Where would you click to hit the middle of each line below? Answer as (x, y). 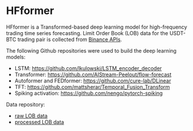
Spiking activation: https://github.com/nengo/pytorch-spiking (89, 93)
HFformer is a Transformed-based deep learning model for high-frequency (97, 27)
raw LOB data (31, 116)
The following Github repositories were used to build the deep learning (92, 50)
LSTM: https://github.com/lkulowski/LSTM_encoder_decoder (88, 68)
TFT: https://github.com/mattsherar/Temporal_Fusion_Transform (92, 87)
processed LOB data (39, 122)
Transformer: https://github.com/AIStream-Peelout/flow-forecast (93, 74)
